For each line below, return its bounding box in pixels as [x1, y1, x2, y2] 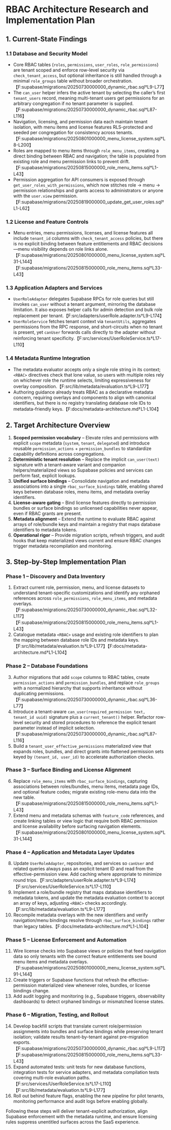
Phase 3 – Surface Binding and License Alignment [6, 766, 131, 773]
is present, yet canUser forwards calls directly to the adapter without [13, 329, 156, 335]
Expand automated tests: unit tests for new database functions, [13, 1064, 147, 1070]
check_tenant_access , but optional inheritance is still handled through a [13, 72, 162, 78]
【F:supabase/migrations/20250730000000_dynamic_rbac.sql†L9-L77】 [13, 84, 167, 90]
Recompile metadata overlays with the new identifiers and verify [13, 912, 148, 918]
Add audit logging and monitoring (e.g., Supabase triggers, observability [13, 993, 165, 1000]
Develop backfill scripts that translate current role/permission [13, 1023, 142, 1029]
